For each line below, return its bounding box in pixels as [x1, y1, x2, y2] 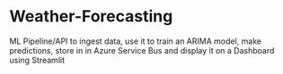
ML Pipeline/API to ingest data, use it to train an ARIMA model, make [9, 36, 262, 46]
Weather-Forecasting [9, 6, 173, 27]
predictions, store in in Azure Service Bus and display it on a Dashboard [9, 45, 275, 55]
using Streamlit [9, 54, 66, 65]
